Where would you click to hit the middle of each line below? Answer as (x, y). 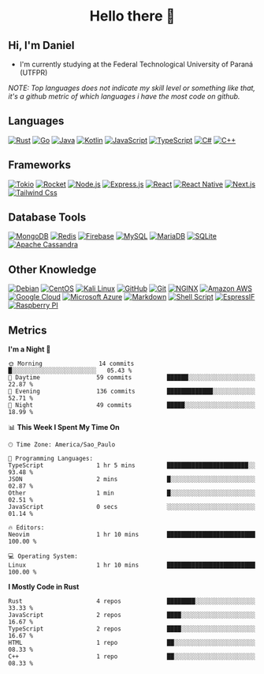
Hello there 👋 (132, 16)
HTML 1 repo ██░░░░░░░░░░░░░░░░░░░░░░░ (132, 643)
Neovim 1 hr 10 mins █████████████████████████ (132, 535)
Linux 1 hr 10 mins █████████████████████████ (132, 565)
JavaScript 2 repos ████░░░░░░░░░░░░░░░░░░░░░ (132, 616)
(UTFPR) (33, 73)
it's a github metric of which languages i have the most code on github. (124, 96)
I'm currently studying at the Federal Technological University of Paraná (136, 64)
